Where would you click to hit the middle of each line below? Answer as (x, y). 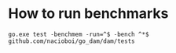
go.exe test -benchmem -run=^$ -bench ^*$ (79, 34)
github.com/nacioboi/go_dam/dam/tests (71, 41)
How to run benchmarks (88, 14)
